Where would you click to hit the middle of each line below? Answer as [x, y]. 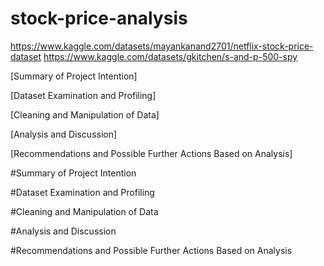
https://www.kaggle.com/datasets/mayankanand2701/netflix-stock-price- [162, 46]
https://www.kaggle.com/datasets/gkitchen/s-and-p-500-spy [170, 56]
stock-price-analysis [99, 18]
